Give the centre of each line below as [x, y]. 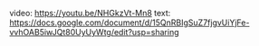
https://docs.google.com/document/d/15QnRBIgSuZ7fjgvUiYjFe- [129, 23]
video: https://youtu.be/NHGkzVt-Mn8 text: [90, 13]
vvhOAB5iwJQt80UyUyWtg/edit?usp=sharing [94, 32]
